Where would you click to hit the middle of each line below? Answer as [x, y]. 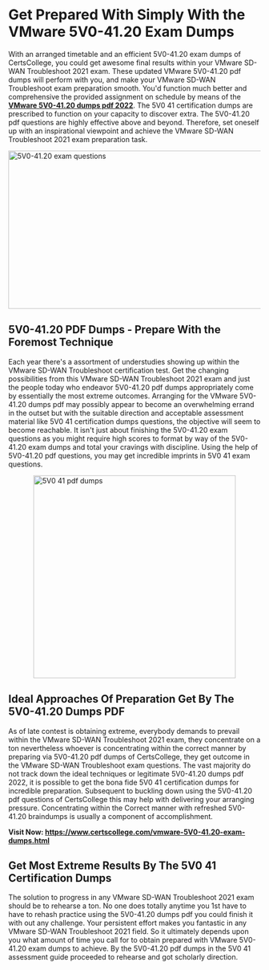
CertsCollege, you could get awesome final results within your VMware [125, 63]
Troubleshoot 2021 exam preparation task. [78, 139]
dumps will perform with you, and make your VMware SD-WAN [112, 79]
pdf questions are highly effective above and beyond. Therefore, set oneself [134, 122]
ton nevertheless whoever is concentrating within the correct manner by [127, 748]
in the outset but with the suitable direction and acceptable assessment [126, 413]
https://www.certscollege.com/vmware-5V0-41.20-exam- [145, 832]
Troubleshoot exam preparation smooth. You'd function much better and [128, 88]
